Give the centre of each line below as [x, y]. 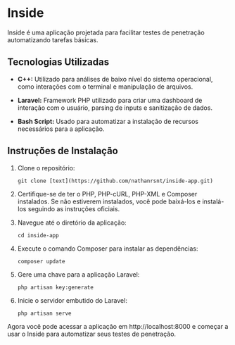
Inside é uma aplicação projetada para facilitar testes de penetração [106, 32]
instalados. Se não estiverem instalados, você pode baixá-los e [109, 201]
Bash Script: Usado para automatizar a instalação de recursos [108, 121]
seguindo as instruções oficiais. [74, 208]
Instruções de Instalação [63, 151]
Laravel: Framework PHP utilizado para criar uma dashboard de [110, 100]
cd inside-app [38, 235]
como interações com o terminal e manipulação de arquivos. [105, 87]
